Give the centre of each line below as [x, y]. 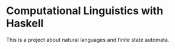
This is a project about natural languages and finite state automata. [88, 40]
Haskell [25, 23]
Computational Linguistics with [85, 11]
